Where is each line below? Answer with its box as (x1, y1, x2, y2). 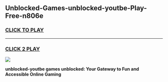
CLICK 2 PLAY (5, 45, 40, 52)
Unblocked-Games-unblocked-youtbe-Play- (5, 4, 147, 12)
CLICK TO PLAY (5, 27, 44, 34)
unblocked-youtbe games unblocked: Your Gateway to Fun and (5, 66, 139, 72)
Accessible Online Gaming (5, 71, 61, 77)
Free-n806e (5, 12, 43, 20)
